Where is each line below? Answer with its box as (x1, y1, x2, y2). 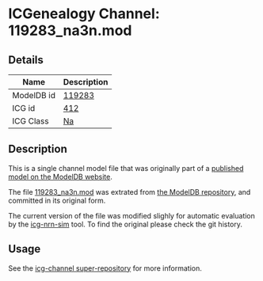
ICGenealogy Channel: (8, 5, 160, 23)
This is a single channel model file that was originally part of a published (8, 163, 244, 173)
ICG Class (12, 116, 49, 127)
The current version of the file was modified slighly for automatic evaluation (8, 211, 256, 220)
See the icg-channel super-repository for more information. (8, 263, 202, 273)
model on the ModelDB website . (8, 172, 113, 181)
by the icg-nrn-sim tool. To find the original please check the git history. (8, 219, 243, 229)
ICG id (12, 103, 36, 113)
